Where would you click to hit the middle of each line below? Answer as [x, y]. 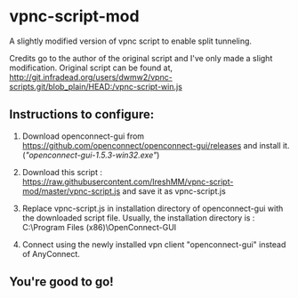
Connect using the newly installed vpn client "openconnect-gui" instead [154, 244]
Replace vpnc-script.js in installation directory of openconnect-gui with [153, 208]
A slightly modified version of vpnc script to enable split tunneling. [130, 41]
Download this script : [62, 172]
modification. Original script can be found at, [91, 68]
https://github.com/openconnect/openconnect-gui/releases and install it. [156, 145]
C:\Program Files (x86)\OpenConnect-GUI [99, 227]
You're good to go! [61, 282]
